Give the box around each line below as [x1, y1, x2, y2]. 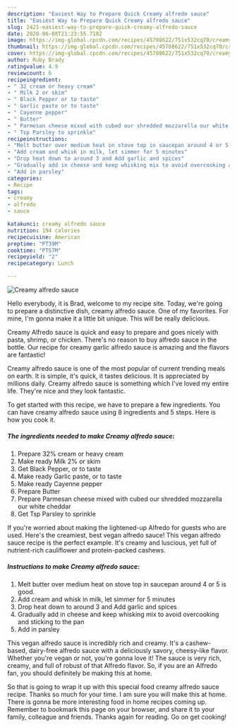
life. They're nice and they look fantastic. [7, 387, 126, 395]
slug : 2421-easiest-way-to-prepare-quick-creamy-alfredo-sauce [7, 23, 197, 30]
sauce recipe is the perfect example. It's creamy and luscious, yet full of [7, 538, 217, 547]
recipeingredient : [7, 76, 61, 83]
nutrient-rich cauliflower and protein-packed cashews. [7, 545, 166, 554]
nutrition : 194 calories [7, 227, 80, 234]
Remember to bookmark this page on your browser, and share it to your [7, 705, 215, 713]
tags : [7, 188, 23, 195]
